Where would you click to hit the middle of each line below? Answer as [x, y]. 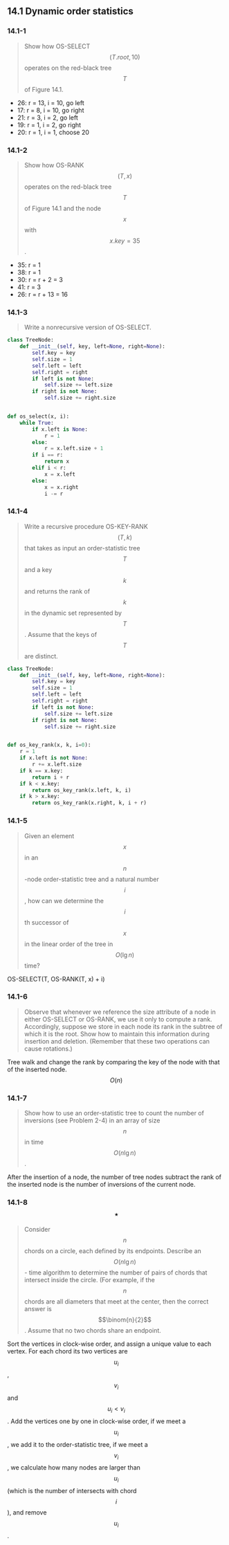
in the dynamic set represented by [73, 613]
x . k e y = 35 [125, 241]
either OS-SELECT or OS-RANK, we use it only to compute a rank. [118, 1019]
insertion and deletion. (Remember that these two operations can [117, 1041]
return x [57, 462]
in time [34, 1142]
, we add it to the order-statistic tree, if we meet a [78, 1444]
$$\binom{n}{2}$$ [125, 1320]
